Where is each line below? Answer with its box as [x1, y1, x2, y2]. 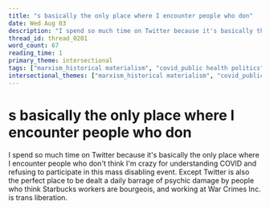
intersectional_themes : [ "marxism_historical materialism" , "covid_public [8, 72, 264, 80]
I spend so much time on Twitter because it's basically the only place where [8, 150, 260, 159]
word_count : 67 [8, 42, 59, 50]
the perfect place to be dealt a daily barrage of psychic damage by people [8, 175, 255, 185]
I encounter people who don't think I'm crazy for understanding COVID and [8, 158, 257, 168]
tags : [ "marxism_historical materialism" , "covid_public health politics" [8, 64, 264, 72]
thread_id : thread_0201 [8, 34, 88, 43]
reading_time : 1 [8, 49, 63, 57]
